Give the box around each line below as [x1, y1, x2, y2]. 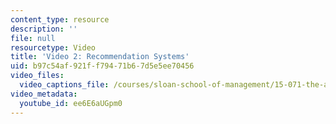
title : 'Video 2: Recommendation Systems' [10, 52, 190, 62]
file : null [10, 33, 56, 43]
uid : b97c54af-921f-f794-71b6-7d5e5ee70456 [10, 61, 195, 71]
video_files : [10, 71, 65, 81]
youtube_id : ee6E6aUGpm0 [19, 98, 123, 108]
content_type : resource [10, 14, 110, 25]
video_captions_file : [19, 80, 110, 90]
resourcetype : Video [10, 42, 97, 53]
